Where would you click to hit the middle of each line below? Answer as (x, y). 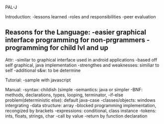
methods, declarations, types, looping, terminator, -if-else (64, 95)
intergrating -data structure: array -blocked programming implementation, (81, 105)
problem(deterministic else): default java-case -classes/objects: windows (80, 100)
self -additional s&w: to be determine (43, 70)
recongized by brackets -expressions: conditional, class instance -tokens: (81, 111)
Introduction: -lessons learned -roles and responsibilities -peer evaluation (81, 17)
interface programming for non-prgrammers (75, 40)
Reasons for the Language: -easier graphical (76, 32)
